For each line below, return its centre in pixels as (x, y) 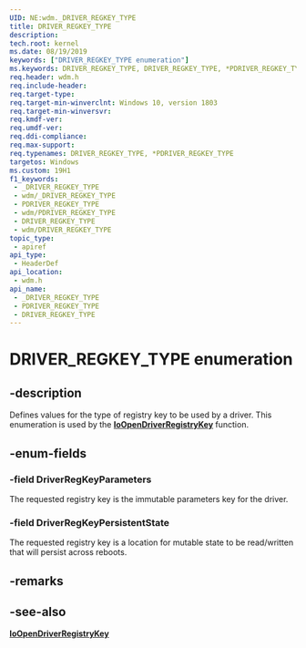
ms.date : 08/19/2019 (49, 52)
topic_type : (32, 238)
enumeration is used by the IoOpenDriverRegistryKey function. (129, 425)
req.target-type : (42, 94)
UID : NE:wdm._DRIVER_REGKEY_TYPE (73, 18)
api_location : (36, 273)
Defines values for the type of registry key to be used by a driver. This (141, 415)
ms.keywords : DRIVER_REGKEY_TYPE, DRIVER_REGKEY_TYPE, (116, 69)
